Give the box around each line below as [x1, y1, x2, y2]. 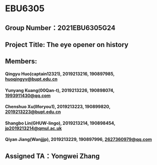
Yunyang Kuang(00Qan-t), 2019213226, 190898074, [5, 87, 115, 93]
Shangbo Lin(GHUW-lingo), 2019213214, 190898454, [5, 120, 116, 126]
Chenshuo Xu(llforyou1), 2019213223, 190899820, [5, 104, 111, 110]
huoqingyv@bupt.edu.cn [5, 76, 58, 82]
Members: [5, 57, 38, 66]
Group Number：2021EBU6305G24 [5, 24, 116, 32]
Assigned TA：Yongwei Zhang [5, 152, 100, 160]
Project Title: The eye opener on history [5, 40, 129, 49]
